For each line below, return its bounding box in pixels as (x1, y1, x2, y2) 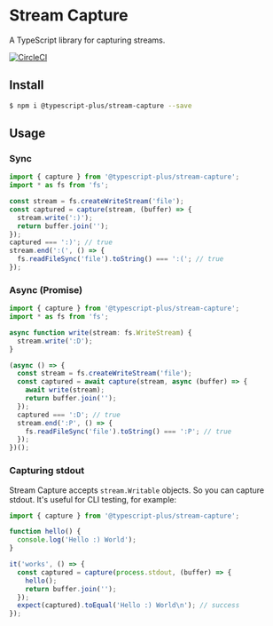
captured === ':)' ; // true (9, 238, 113, 247)
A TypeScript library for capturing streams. (9, 35, 166, 45)
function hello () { (9, 527, 82, 536)
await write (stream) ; (25, 385, 105, 395)
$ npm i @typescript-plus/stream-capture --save (9, 101, 192, 110)
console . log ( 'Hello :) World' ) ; (17, 535, 137, 544)
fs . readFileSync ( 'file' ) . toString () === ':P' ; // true (25, 427, 232, 436)
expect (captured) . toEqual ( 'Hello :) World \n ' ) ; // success (17, 601, 240, 610)
